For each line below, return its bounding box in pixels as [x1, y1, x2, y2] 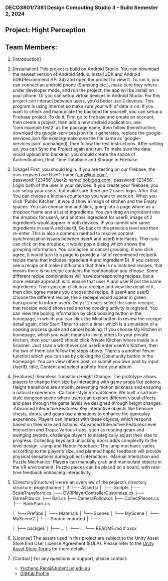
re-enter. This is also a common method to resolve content [12, 230, 134, 237]
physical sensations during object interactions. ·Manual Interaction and [12, 453, 159, 459]
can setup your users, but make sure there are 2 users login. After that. [12, 188, 159, 194]
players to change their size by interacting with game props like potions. [12, 379, 161, 385]
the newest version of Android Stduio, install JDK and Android [12, 71, 140, 77]
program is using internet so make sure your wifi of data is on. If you [12, 103, 154, 109]
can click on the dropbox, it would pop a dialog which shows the [12, 241, 145, 247]
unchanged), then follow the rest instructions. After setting [42, 141, 163, 147]
